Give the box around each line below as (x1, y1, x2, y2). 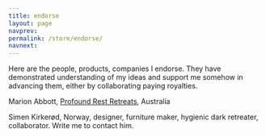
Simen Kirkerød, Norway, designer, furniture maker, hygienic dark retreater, (8, 112, 259, 122)
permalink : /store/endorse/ (8, 34, 103, 43)
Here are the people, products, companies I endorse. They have (8, 64, 222, 73)
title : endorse (8, 11, 60, 20)
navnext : (8, 42, 38, 50)
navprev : (8, 27, 38, 35)
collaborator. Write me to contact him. (8, 121, 134, 131)
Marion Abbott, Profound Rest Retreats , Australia (8, 97, 171, 106)
